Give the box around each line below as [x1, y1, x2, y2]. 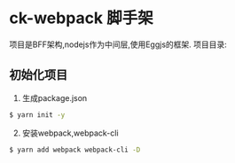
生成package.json [21, 92, 88, 103]
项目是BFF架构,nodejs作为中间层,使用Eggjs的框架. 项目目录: [9, 39, 228, 50]
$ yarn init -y [9, 110, 66, 120]
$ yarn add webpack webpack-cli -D [9, 145, 141, 154]
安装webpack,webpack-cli [21, 128, 119, 138]
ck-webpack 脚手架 [9, 8, 153, 28]
